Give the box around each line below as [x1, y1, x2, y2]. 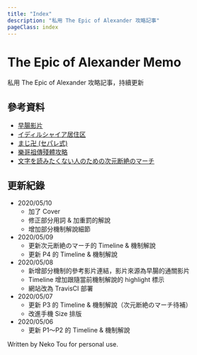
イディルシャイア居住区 [17, 130, 86, 139]
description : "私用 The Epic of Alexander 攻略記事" [7, 17, 160, 24]
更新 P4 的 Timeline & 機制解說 [28, 249, 118, 259]
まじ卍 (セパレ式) [17, 139, 68, 147]
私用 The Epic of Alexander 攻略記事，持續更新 [7, 79, 144, 87]
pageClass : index [7, 23, 59, 30]
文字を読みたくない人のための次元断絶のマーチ [17, 157, 154, 165]
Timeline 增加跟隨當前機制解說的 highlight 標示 [28, 275, 165, 283]
